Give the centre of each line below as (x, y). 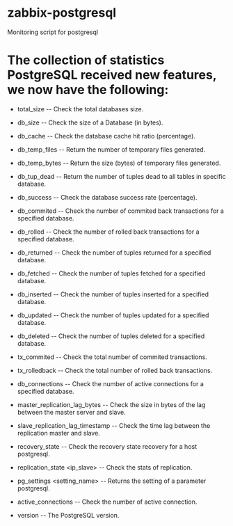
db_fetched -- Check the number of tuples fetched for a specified (111, 273)
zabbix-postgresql (62, 13)
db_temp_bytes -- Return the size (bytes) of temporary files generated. (119, 163)
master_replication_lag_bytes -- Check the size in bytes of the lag (111, 404)
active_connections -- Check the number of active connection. (107, 502)
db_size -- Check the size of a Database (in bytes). (90, 122)
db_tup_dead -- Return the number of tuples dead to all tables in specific (121, 176)
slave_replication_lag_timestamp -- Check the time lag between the (114, 425)
